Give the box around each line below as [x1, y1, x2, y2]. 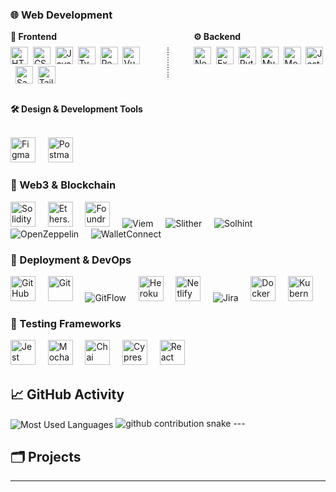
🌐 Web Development [10, 8, 113, 22]
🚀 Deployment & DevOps [10, 253, 132, 267]
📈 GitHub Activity [10, 386, 125, 403]
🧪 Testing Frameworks [10, 316, 122, 330]
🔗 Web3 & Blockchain [10, 178, 117, 192]
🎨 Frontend [10, 31, 57, 43]
